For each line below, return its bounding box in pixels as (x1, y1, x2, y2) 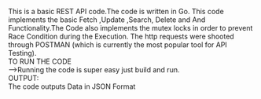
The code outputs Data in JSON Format (8, 82, 136, 91)
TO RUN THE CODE (8, 57, 72, 66)
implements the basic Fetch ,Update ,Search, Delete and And (8, 15, 206, 24)
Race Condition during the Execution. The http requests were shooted (8, 31, 234, 41)
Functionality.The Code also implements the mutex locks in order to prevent (8, 24, 253, 32)
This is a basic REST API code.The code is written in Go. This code (8, 7, 224, 16)
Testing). (8, 49, 37, 57)
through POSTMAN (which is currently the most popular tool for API (8, 40, 228, 49)
